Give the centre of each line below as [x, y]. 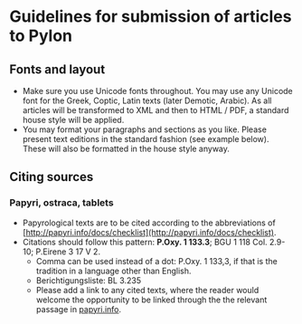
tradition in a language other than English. [113, 271]
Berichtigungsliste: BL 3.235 [89, 280]
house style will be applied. [73, 120]
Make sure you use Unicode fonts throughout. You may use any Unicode [158, 91]
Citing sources [52, 177]
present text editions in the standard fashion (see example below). [146, 139]
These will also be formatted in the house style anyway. [126, 148]
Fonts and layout [57, 69]
